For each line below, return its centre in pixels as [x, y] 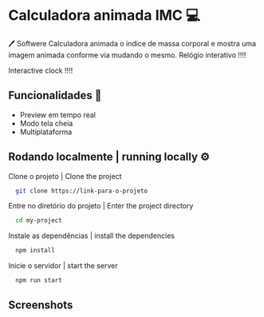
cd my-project [39, 220]
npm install [35, 251]
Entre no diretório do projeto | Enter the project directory [101, 206]
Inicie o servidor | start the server [63, 266]
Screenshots [41, 305]
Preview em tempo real [57, 115]
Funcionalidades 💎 [55, 95]
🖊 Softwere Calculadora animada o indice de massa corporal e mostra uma [132, 43]
